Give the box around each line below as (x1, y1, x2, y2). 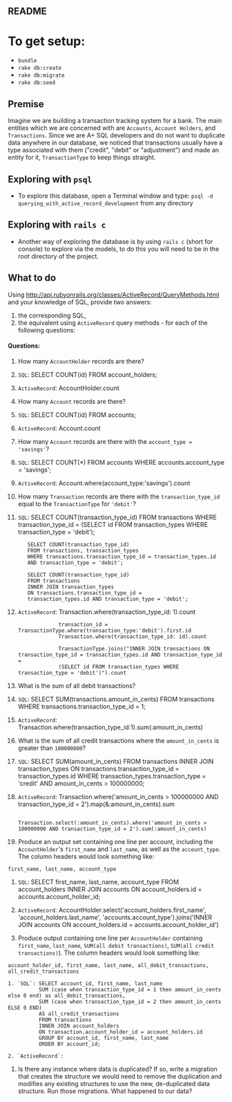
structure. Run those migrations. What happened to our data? (17, 1087, 193, 1095)
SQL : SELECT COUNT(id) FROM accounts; (17, 411, 137, 419)
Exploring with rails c (8, 219, 106, 231)
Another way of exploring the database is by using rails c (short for (17, 237, 213, 245)
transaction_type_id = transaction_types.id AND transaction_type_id (17, 651, 223, 658)
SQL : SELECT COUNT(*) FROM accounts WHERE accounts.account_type (17, 458, 225, 466)
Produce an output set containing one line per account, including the (17, 837, 213, 846)
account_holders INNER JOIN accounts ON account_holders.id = (17, 885, 202, 893)
